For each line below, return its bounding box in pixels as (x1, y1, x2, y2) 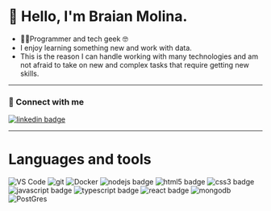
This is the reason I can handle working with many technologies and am (19, 52, 259, 61)
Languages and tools (8, 151, 152, 168)
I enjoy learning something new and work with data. (19, 43, 192, 52)
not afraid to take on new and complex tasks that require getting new (19, 60, 250, 69)
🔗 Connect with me (8, 96, 85, 107)
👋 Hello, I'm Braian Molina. (8, 7, 188, 26)
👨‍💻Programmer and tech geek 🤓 (19, 34, 129, 43)
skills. (19, 68, 40, 78)
